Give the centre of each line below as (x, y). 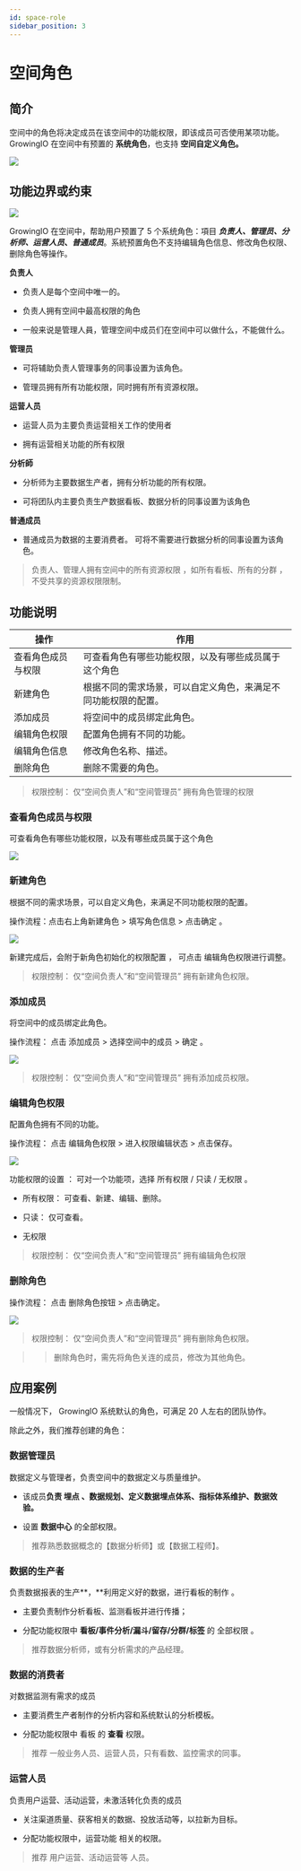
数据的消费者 (37, 1675)
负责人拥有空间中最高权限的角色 (81, 311)
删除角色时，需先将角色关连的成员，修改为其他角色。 (152, 1357)
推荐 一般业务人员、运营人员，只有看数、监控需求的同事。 (138, 1754)
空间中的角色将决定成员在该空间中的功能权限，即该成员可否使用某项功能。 (146, 132)
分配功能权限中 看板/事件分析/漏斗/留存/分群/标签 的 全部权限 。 (140, 1631)
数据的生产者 (37, 1571)
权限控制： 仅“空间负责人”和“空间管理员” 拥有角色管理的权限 (142, 792)
